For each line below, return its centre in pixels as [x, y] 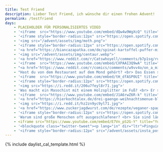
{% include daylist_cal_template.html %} [45, 144]
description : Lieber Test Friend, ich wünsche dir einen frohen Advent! [80, 14]
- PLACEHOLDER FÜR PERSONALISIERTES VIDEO [57, 28]
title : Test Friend [25, 9]
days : [10, 23]
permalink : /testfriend [29, 18]
